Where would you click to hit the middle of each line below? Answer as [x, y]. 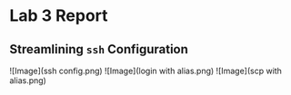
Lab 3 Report [59, 16]
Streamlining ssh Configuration [99, 49]
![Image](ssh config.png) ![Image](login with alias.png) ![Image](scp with [145, 71]
